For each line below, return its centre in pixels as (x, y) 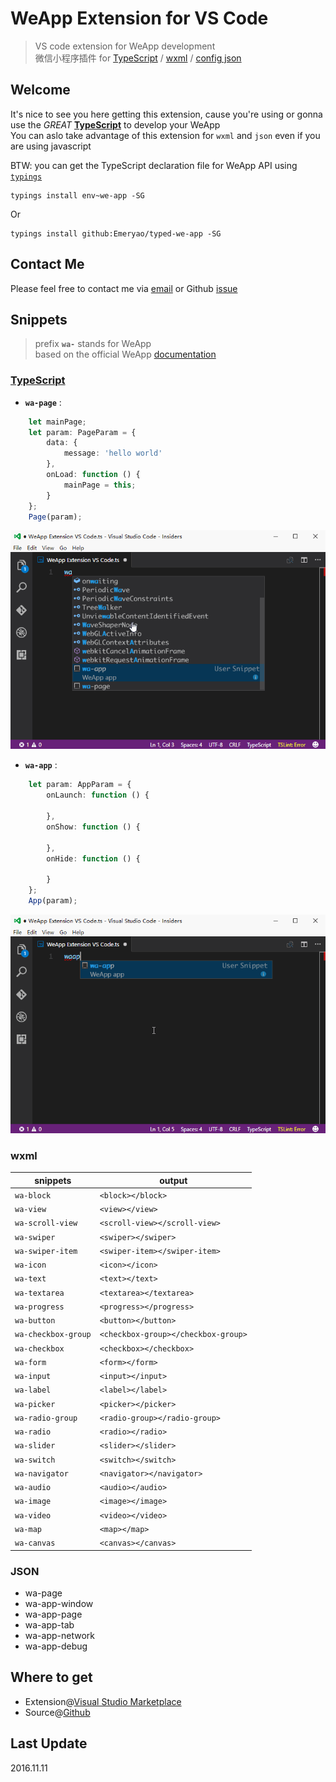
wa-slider (35, 1446)
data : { (62, 443)
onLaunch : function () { (98, 795)
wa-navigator (41, 1473)
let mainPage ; (57, 422)
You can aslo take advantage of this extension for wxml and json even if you (165, 135)
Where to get (51, 1677)
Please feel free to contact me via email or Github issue (124, 288)
